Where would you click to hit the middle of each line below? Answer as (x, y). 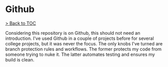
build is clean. (20, 59)
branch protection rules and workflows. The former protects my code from (83, 49)
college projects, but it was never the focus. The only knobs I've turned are (84, 43)
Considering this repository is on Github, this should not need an (73, 33)
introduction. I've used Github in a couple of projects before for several (80, 38)
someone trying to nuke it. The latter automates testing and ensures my (80, 54)
